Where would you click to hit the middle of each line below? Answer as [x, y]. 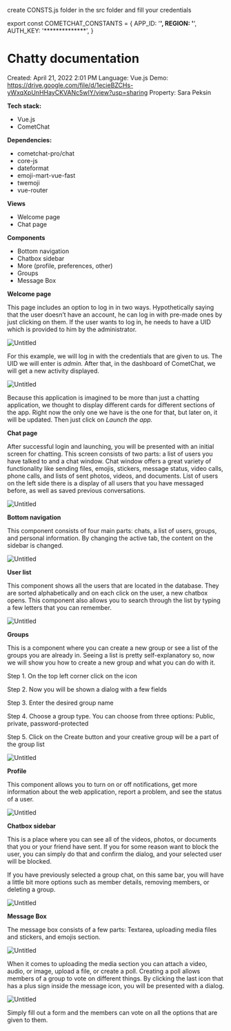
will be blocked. [29, 861]
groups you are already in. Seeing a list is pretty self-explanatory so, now [111, 655]
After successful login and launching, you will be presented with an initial [111, 446]
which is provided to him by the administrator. [72, 329]
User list [19, 572]
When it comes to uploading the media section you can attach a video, [107, 963]
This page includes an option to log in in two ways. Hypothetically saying [111, 307]
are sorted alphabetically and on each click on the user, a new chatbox [108, 593]
